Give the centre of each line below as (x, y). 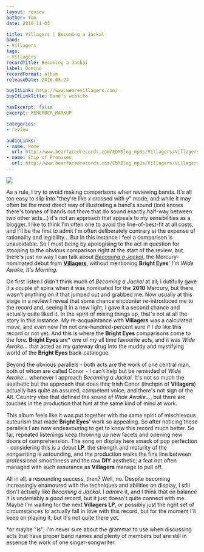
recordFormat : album (32, 74)
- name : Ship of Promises (39, 158)
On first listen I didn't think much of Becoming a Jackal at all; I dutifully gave (102, 281)
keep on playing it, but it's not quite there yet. (63, 517)
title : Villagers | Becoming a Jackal (55, 34)
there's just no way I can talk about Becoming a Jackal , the (80, 257)
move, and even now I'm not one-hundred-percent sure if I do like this (94, 327)
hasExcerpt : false (29, 107)
